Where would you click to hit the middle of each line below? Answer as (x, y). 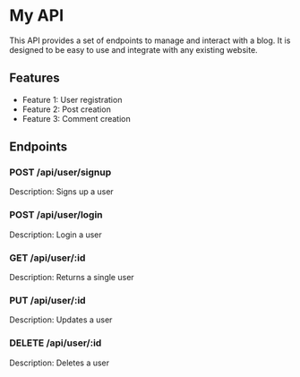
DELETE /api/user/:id (56, 343)
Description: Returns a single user (72, 278)
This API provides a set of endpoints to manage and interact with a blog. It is (150, 40)
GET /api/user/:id (47, 258)
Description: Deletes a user (60, 363)
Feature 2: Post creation (67, 109)
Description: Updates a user (61, 320)
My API (37, 16)
